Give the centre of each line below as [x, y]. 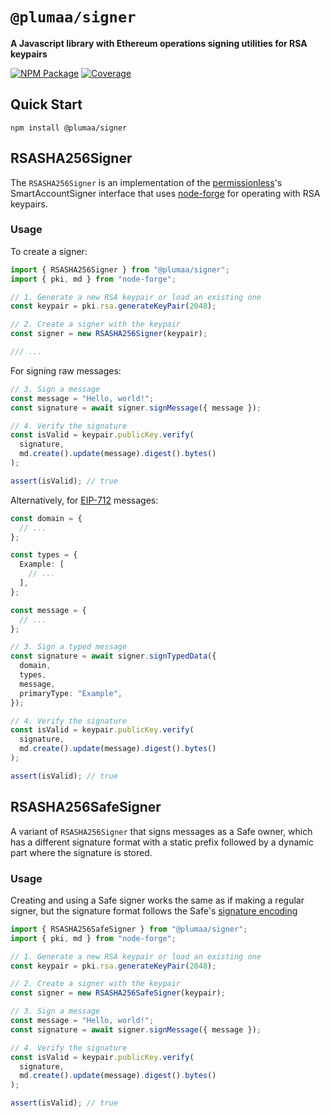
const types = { [44, 555]
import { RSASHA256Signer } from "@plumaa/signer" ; [120, 269]
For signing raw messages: [66, 370]
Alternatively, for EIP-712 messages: [84, 500]
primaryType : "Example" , [71, 693]
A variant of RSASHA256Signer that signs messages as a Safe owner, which [161, 831]
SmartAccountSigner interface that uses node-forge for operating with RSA [165, 193]
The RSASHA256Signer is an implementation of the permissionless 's [146, 182]
